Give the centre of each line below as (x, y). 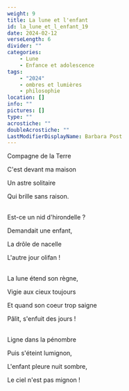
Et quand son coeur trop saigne (52, 306)
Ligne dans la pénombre (42, 340)
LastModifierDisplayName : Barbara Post (65, 136)
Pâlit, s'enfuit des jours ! (42, 319)
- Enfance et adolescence (57, 65)
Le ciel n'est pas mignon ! (44, 380)
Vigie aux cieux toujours (42, 292)
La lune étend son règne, (43, 278)
